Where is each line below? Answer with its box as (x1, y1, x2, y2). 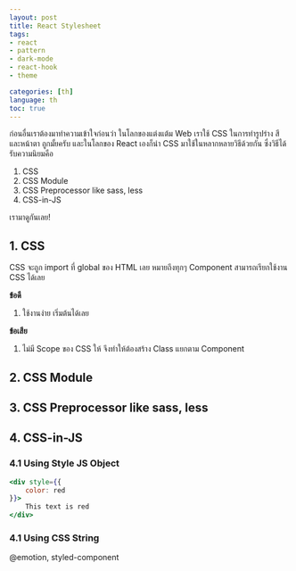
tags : (9, 29, 29, 38)
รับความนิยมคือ (9, 148, 53, 159)
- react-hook (9, 63, 58, 72)
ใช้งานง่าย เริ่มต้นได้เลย (21, 308, 89, 319)
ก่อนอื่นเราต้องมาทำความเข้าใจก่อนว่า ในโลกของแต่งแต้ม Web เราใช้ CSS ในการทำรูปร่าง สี (9, 128, 280, 139)
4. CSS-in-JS (9, 430, 83, 446)
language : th (9, 95, 58, 104)
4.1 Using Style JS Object (9, 457, 120, 469)
